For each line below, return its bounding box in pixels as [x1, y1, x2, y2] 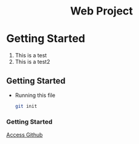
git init [15, 103, 37, 109]
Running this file [15, 92, 56, 99]
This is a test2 [15, 58, 50, 66]
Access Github [6, 131, 44, 139]
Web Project [70, 4, 133, 18]
